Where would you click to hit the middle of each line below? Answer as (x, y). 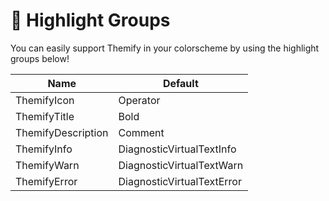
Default (180, 83)
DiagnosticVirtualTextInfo (177, 149)
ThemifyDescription (62, 132)
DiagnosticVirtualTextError (180, 181)
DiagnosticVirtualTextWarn (181, 165)
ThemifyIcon (45, 100)
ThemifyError (46, 181)
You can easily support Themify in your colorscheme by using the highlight (165, 48)
